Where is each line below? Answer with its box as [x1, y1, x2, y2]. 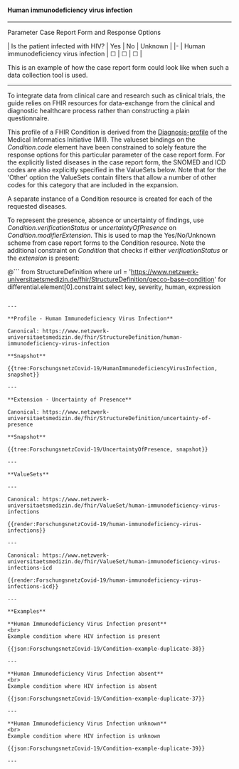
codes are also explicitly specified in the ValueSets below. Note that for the [7, 166, 227, 174]
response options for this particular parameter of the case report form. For [7, 150, 225, 159]
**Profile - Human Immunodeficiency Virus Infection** [7, 315, 174, 323]
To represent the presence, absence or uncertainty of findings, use [7, 216, 204, 224]
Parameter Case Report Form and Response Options [7, 28, 161, 37]
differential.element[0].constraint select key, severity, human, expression [7, 283, 221, 291]
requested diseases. [7, 202, 68, 211]
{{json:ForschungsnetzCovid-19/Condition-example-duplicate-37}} [7, 695, 205, 703]
